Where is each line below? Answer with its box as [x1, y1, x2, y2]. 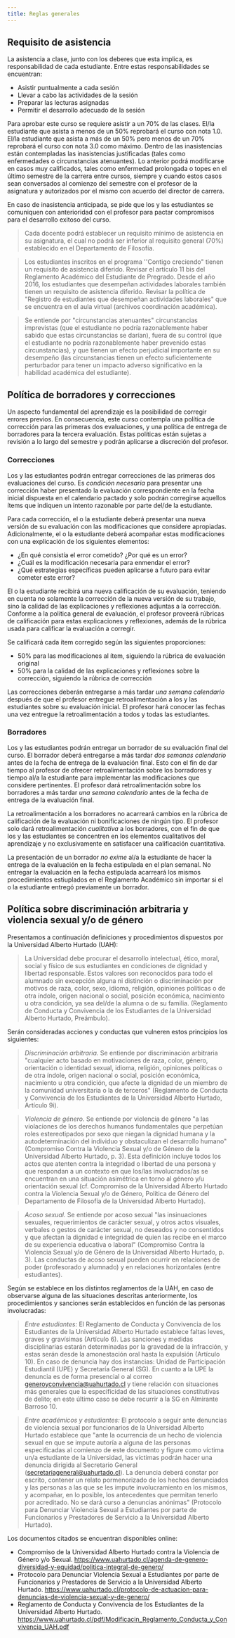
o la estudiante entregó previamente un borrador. [7, 882, 149, 891]
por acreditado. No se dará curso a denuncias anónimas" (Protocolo [24, 1498, 222, 1506]
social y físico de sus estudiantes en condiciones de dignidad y [24, 961, 208, 970]
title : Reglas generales [7, 10, 80, 18]
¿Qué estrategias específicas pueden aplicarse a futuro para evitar [17, 566, 210, 574]
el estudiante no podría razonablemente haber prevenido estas [24, 338, 206, 347]
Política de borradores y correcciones [7, 388, 175, 401]
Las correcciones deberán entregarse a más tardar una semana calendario [7, 687, 225, 696]
